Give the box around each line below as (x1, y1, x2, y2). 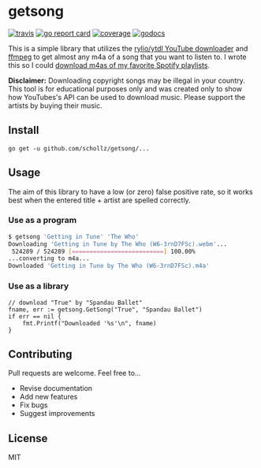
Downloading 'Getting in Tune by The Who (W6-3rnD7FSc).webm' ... (8, 240, 227, 248)
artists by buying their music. (8, 101, 103, 110)
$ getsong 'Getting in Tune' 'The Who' (8, 232, 140, 240)
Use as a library (8, 280, 69, 292)
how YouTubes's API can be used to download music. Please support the (8, 92, 246, 102)
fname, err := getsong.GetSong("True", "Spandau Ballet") (8, 306, 203, 314)
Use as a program (8, 215, 77, 226)
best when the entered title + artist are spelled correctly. (8, 195, 191, 205)
